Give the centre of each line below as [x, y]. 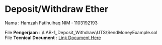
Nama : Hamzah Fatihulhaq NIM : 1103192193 [51, 23]
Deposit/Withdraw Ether [57, 9]
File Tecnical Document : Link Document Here [53, 38]
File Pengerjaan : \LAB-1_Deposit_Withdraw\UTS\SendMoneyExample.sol [81, 32]
